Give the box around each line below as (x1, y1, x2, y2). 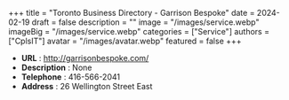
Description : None (20, 62, 92, 73)
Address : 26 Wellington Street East (20, 81, 153, 91)
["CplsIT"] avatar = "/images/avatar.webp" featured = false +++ (8, 35, 242, 46)
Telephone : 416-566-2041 (20, 72, 121, 82)
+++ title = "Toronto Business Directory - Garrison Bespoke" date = (8, 8, 255, 18)
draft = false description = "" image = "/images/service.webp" (31, 17, 260, 27)
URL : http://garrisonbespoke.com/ (20, 53, 149, 63)
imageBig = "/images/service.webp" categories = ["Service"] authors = (8, 27, 270, 36)
